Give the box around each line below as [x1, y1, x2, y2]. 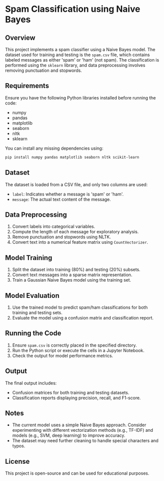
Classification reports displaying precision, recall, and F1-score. [12, 395, 141, 401]
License [5, 457, 30, 466]
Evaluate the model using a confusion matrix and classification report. [12, 315, 154, 321]
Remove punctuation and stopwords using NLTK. [12, 234, 111, 240]
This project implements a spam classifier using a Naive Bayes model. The [5, 47, 156, 52]
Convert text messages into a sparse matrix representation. [12, 272, 133, 278]
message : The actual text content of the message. [12, 196, 111, 202]
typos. [12, 443, 26, 449]
